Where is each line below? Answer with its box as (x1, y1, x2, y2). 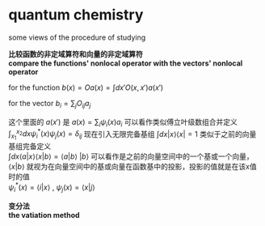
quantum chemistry (8, 6, 144, 24)
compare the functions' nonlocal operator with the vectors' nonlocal (8, 58, 243, 68)
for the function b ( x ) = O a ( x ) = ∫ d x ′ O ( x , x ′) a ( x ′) (8, 83, 164, 92)
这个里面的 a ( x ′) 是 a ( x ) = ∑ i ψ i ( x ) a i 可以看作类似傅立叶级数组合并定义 (8, 117, 238, 129)
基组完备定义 (8, 142, 51, 151)
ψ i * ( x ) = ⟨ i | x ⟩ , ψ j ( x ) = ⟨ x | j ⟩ (8, 181, 95, 194)
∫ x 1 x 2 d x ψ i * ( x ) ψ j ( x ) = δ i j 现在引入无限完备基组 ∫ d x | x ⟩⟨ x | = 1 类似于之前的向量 (8, 127, 257, 142)
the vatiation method (8, 210, 80, 220)
